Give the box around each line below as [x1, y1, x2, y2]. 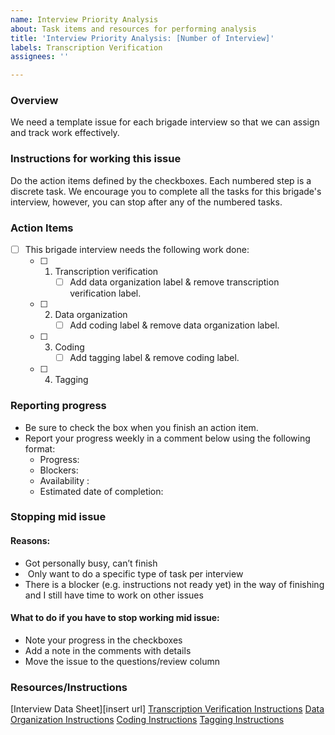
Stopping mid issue [10, 510, 107, 524]
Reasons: [10, 535, 51, 547]
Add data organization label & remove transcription [69, 276, 280, 288]
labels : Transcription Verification [10, 42, 163, 53]
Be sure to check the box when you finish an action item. [24, 421, 259, 433]
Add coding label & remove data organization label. [69, 319, 280, 331]
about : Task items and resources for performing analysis [10, 24, 257, 34]
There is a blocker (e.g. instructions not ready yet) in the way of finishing [24, 578, 325, 590]
